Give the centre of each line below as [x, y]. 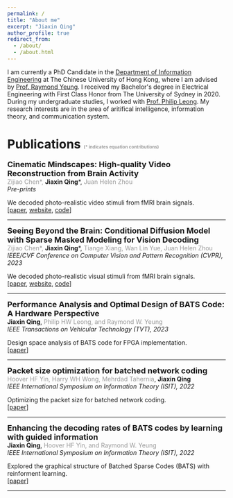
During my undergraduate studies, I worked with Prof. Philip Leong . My [108, 101]
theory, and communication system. [58, 116]
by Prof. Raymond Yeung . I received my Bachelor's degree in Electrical [108, 87]
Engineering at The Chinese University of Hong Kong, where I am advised [112, 79]
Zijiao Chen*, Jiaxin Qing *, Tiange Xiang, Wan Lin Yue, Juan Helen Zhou [110, 248]
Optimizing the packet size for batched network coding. [87, 400]
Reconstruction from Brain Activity [73, 173]
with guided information [53, 437]
